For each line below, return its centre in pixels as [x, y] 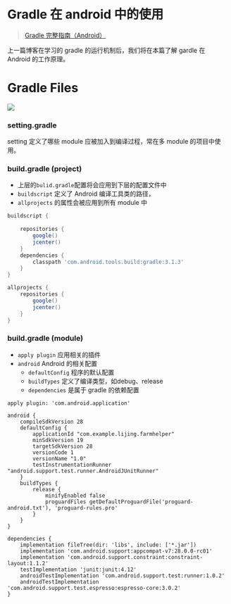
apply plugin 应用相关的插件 [59, 354]
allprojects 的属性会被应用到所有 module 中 [82, 203]
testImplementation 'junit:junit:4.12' [79, 570]
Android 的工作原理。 [38, 59]
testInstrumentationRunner [72, 465]
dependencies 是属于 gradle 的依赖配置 [83, 390]
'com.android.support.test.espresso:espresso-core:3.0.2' [94, 588]
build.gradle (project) [45, 169]
